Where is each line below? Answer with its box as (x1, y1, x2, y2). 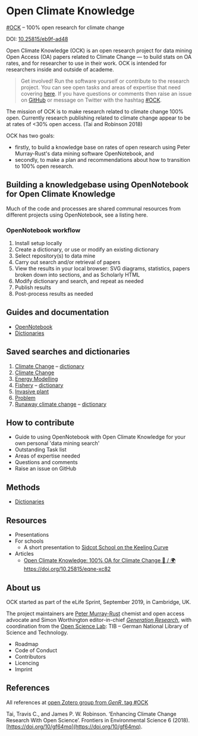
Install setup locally (14, 240, 62, 247)
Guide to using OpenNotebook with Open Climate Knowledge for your (14, 433, 186, 441)
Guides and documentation (6, 308, 109, 318)
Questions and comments (14, 459, 78, 466)
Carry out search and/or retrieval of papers (14, 259, 121, 266)
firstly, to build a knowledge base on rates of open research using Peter (14, 143, 190, 151)
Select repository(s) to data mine (14, 252, 96, 259)
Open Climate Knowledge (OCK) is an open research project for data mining (6, 46, 192, 54)
